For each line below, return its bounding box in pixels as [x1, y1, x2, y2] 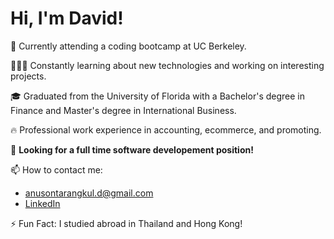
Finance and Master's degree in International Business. [10, 104, 237, 116]
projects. [10, 70, 47, 82]
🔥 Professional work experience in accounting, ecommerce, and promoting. [10, 123, 322, 136]
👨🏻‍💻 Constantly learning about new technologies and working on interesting [10, 59, 325, 71]
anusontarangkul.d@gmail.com [24, 187, 154, 199]
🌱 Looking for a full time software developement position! [10, 143, 254, 156]
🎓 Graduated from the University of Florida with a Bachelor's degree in [10, 90, 305, 102]
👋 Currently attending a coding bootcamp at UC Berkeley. [10, 40, 247, 52]
